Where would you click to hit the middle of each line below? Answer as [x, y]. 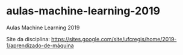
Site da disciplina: [28, 39]
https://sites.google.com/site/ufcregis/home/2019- [114, 39]
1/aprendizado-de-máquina [40, 45]
